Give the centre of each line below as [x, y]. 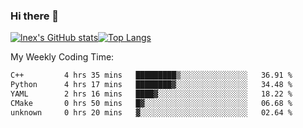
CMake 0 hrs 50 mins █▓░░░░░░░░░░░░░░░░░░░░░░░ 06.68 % [151, 103]
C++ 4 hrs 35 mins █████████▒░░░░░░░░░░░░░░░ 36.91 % [151, 75]
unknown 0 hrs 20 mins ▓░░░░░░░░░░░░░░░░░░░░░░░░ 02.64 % [151, 112]
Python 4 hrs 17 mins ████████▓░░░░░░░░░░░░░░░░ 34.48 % [151, 85]
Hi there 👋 [35, 16]
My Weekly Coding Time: [62, 57]
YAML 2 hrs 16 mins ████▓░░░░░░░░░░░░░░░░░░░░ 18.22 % [151, 94]
